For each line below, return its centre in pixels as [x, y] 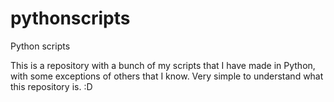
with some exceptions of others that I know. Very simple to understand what [167, 76]
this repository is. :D [51, 86]
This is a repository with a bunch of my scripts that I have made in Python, [163, 65]
